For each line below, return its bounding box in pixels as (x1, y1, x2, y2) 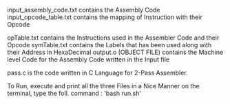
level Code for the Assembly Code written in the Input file (7, 55, 170, 64)
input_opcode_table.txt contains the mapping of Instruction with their (7, 13, 203, 21)
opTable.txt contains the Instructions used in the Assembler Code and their (7, 34, 220, 42)
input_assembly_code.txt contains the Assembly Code (7, 6, 160, 14)
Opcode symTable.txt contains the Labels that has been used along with (7, 41, 212, 49)
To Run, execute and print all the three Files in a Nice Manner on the (7, 82, 200, 90)
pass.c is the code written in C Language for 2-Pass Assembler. (7, 68, 188, 77)
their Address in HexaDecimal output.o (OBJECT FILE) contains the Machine (7, 48, 224, 56)
